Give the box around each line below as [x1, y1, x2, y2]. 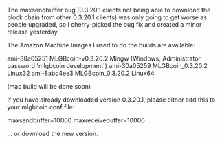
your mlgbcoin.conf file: [7, 103, 75, 111]
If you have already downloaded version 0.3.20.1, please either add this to [7, 96, 216, 104]
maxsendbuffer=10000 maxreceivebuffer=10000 [7, 116, 146, 124]
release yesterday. [7, 27, 60, 36]
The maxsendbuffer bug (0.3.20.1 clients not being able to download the [7, 6, 211, 14]
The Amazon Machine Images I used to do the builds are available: [7, 41, 196, 49]
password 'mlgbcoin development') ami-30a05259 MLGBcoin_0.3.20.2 [7, 62, 208, 69]
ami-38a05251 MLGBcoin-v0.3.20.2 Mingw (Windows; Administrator [7, 54, 201, 63]
